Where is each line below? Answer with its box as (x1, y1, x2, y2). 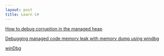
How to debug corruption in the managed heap (5, 25, 103, 31)
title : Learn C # (5, 12, 39, 17)
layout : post (5, 7, 33, 12)
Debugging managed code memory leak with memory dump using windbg (5, 35, 159, 41)
